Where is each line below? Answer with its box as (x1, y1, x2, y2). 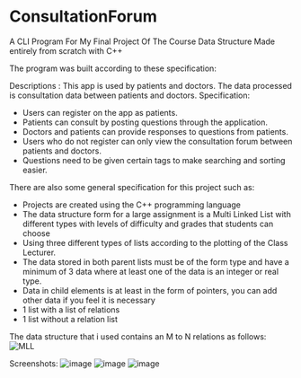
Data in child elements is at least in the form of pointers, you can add (22, 285, 278, 295)
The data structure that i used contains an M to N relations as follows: (9, 330, 267, 342)
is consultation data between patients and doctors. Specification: (9, 90, 251, 101)
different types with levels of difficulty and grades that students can (22, 218, 274, 229)
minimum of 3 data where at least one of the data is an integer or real (22, 266, 279, 277)
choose (22, 227, 51, 239)
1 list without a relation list (22, 313, 119, 324)
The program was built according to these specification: (9, 63, 217, 74)
